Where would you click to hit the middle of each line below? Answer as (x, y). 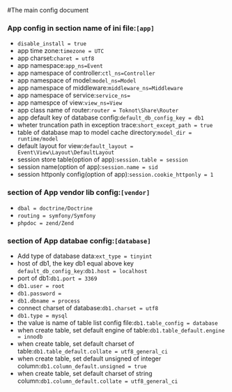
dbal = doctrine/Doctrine (55, 208)
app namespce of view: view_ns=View (70, 103)
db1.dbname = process (48, 301)
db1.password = (39, 293)
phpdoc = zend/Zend (46, 223)
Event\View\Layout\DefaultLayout (66, 153)
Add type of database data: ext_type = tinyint (85, 256)
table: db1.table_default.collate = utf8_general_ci (93, 351)
